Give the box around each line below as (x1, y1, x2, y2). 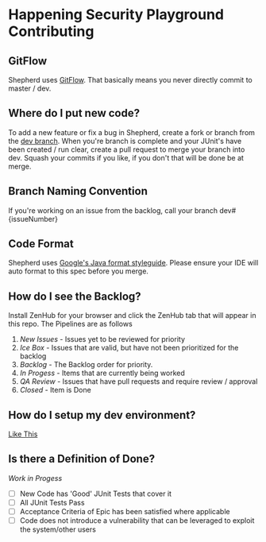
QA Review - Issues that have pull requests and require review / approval (19, 377, 258, 386)
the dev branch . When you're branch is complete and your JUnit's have (8, 136, 242, 145)
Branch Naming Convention (8, 184, 148, 198)
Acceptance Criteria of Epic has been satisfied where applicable (19, 507, 230, 516)
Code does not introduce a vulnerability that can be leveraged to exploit (19, 516, 255, 525)
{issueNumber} (8, 214, 58, 223)
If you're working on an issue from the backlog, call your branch (8, 205, 218, 215)
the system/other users (19, 525, 97, 534)
